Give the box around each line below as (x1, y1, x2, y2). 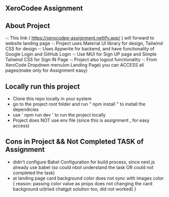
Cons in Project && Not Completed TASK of (5, 137, 144, 146)
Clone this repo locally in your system (12, 96, 92, 102)
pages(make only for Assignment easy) (5, 67, 88, 73)
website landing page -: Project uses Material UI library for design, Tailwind (5, 40, 163, 46)
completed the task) (12, 170, 55, 176)
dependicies (12, 106, 39, 112)
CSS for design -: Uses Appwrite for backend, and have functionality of (5, 46, 155, 52)
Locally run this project (5, 82, 80, 91)
